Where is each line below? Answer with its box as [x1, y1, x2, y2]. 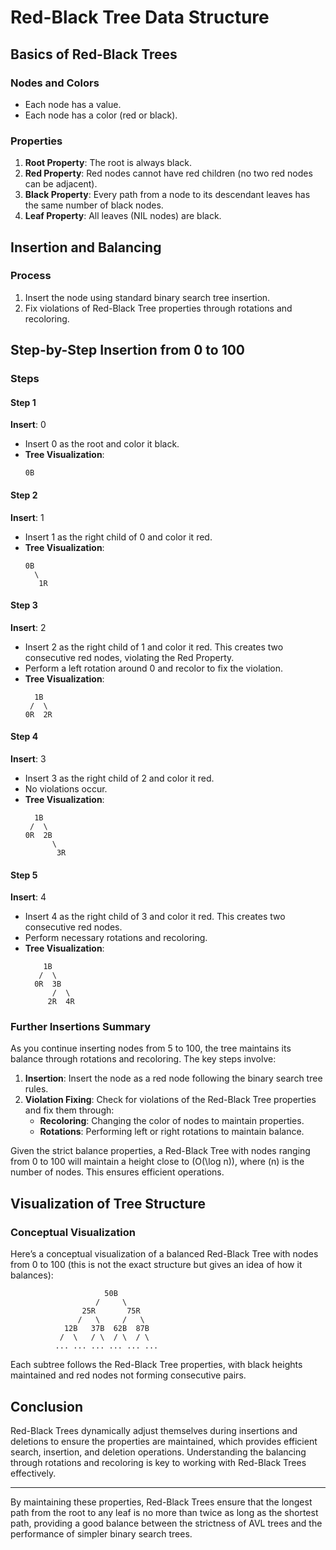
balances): [10, 1269, 54, 1281]
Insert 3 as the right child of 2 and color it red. [24, 772, 215, 784]
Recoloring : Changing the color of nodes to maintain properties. [39, 1115, 305, 1127]
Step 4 [10, 731, 39, 743]
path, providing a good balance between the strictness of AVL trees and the [10, 1517, 323, 1529]
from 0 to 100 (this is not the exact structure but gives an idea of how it [10, 1259, 303, 1271]
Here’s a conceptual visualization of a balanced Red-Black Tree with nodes [10, 1248, 319, 1260]
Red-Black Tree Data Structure [10, 6, 270, 29]
